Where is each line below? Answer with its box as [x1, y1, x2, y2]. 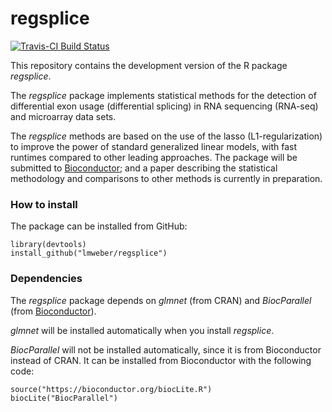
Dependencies [10, 272, 83, 286]
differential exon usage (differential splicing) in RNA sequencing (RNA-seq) [10, 100, 319, 112]
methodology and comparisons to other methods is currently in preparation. [10, 172, 323, 184]
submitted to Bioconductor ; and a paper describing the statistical [10, 162, 278, 174]
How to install [10, 197, 78, 211]
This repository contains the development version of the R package [10, 59, 288, 71]
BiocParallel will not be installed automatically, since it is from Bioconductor [10, 343, 322, 356]
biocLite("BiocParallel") [10, 393, 118, 403]
